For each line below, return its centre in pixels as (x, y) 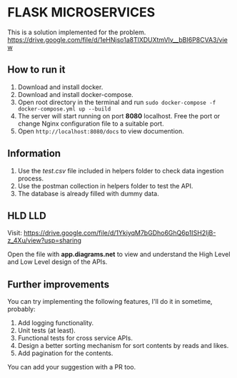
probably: (21, 309)
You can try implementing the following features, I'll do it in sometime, (110, 302)
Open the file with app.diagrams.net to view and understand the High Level (119, 255)
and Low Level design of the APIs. (57, 262)
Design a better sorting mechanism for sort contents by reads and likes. (123, 346)
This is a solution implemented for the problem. (77, 32)
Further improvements (58, 284)
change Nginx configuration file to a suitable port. (91, 123)
